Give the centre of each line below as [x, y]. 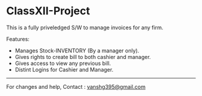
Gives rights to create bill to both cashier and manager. [83, 57]
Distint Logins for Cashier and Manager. [64, 69]
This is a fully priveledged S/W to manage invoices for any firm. [85, 27]
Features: [18, 39]
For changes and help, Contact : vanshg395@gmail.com [76, 86]
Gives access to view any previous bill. [63, 63]
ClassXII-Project [48, 11]
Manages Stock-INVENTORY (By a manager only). [77, 50]
